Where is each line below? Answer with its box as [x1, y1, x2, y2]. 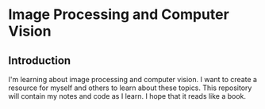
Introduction [8, 54, 71, 67]
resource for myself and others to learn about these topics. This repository [8, 83, 252, 92]
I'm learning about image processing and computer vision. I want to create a [8, 75, 258, 84]
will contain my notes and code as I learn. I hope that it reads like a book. [8, 92, 247, 100]
